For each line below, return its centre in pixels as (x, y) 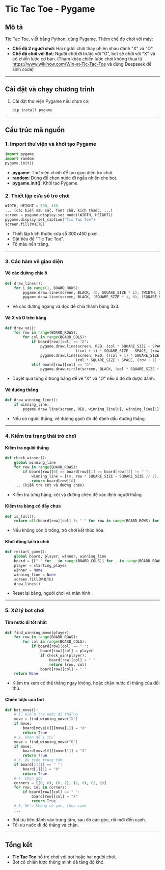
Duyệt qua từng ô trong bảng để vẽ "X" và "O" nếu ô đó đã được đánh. (84, 378)
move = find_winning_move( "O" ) (46, 742)
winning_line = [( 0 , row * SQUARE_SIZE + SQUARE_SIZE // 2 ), (95, 476)
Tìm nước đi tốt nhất (26, 622)
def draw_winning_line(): (31, 400)
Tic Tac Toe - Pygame (50, 9)
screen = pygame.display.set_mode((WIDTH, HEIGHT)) (59, 215)
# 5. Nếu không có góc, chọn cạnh (50, 806)
